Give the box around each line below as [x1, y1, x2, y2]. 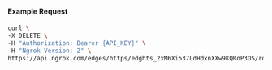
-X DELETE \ [7, 32, 48, 40]
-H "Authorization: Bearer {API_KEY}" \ [7, 39, 147, 47]
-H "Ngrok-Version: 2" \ [7, 47, 92, 55]
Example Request [7, 6, 68, 16]
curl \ [7, 24, 30, 32]
